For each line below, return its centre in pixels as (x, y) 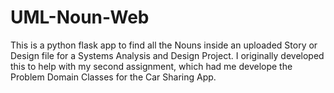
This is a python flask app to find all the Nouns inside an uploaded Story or (164, 45)
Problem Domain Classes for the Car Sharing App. (113, 77)
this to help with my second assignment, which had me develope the (151, 66)
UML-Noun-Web (80, 17)
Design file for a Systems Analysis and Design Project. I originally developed (167, 55)
